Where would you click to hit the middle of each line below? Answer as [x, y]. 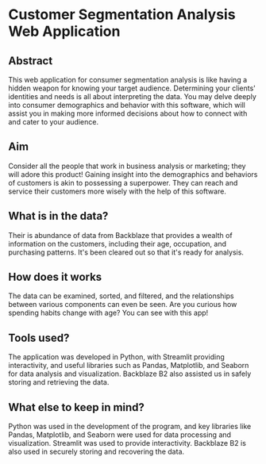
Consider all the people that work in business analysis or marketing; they [127, 166]
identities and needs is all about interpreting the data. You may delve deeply [132, 96]
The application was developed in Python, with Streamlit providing [116, 357]
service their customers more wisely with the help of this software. [117, 191]
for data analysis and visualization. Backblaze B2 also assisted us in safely [130, 374]
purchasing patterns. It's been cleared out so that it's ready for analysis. [126, 252]
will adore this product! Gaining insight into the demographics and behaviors [133, 174]
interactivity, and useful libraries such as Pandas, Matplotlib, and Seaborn [129, 366]
